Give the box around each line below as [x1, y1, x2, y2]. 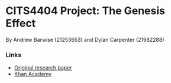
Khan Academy [14, 71, 51, 78]
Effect [5, 16, 36, 30]
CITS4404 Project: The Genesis [5, 4, 165, 18]
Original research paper [14, 64, 72, 71]
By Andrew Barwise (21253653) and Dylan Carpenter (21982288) [5, 36, 164, 43]
